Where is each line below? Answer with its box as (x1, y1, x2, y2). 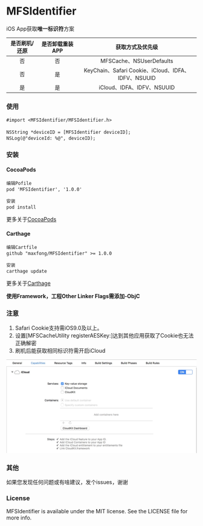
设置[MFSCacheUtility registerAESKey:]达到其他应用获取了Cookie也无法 (14, 331, 195, 339)
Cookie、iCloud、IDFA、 (129, 67, 190, 74)
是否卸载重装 (41, 40, 74, 47)
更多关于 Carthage (6, 280, 51, 287)
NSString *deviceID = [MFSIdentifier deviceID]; (6, 129, 131, 135)
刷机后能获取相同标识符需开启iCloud (14, 347, 106, 354)
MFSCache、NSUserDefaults (100, 57, 173, 64)
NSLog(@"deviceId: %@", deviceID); (6, 135, 96, 141)
